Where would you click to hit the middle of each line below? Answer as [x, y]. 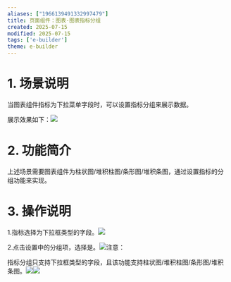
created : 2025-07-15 [38, 27]
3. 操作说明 [39, 211]
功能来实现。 [32, 180]
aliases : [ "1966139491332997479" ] [58, 14]
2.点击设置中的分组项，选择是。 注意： [66, 247]
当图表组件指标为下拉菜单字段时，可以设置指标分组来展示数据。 [100, 104]
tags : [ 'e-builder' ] [38, 40]
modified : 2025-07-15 [39, 33]
